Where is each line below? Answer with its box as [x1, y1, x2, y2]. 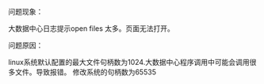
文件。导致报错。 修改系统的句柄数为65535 [14, 67, 157, 77]
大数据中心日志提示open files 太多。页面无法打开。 [8, 24, 174, 33]
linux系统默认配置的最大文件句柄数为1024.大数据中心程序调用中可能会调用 [8, 58, 250, 67]
